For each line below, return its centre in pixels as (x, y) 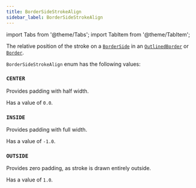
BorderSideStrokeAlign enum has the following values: (73, 64)
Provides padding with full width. (47, 130)
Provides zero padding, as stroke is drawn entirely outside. (79, 168)
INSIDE (16, 117)
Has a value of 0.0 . (29, 102)
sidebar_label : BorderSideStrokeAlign (55, 17)
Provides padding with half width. (48, 91)
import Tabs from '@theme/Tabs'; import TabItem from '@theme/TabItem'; (98, 34)
